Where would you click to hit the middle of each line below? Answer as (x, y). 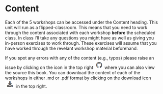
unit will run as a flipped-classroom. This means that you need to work (76, 27)
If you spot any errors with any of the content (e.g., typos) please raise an (80, 58)
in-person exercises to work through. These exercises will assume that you (81, 43)
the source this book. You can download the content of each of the (73, 72)
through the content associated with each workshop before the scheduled (80, 32)
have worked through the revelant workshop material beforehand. (71, 48)
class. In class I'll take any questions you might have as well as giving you (80, 38)
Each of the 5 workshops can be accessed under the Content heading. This (81, 22)
